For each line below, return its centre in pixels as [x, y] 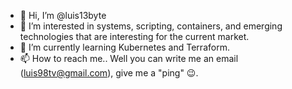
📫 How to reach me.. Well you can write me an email [129, 58]
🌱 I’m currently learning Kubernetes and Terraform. [124, 47]
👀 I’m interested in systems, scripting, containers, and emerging [151, 26]
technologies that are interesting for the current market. [134, 36]
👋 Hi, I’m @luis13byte [63, 15]
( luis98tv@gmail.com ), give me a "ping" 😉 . [109, 73]
